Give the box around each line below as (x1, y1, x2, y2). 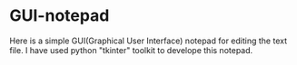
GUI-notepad (9, 5, 110, 26)
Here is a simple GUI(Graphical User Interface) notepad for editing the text (9, 35, 288, 46)
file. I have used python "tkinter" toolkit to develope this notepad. (9, 44, 253, 55)
